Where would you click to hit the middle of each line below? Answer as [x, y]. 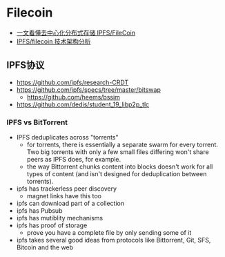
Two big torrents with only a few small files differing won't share [118, 152]
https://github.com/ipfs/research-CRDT [72, 82]
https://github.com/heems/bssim [73, 97]
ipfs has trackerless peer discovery [67, 189]
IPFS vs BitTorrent [37, 122]
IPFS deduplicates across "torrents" [67, 137]
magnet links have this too [64, 196]
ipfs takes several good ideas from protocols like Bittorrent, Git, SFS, [114, 240]
